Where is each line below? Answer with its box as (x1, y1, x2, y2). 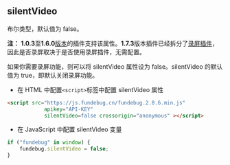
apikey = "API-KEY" (43, 106, 94, 113)
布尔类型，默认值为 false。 (7, 24, 83, 33)
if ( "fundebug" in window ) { (7, 139, 91, 146)
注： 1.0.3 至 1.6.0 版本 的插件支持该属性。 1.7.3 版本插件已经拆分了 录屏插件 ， (7, 39, 218, 47)
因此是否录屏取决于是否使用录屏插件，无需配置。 (7, 47, 146, 56)
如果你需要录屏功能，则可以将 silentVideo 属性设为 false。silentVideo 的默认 (7, 62, 223, 71)
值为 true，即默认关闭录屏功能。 (7, 71, 99, 79)
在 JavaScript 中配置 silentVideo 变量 (16, 125, 122, 133)
